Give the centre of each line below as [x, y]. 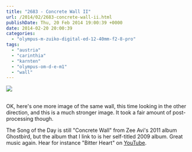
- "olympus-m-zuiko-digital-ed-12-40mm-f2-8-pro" [74, 39]
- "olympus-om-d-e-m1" [39, 67]
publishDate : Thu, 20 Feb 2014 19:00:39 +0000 [64, 22]
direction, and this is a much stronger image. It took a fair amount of [89, 112]
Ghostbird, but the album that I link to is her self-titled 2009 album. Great [95, 137]
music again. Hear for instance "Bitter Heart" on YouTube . [76, 143]
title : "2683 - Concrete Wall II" [49, 12]
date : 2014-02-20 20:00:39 [39, 28]
